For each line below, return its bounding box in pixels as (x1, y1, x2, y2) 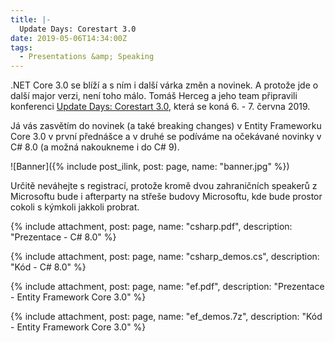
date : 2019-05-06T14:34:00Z (10, 33, 128, 43)
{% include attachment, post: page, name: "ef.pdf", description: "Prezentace (10, 281, 325, 293)
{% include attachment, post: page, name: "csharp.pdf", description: (10, 221, 293, 233)
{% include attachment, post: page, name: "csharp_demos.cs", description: (10, 251, 320, 263)
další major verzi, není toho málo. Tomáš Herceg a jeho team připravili (10, 90, 298, 102)
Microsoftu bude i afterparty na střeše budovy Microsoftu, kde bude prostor (10, 191, 323, 203)
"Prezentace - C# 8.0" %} (10, 231, 117, 243)
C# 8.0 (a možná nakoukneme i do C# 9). (10, 141, 180, 153)
